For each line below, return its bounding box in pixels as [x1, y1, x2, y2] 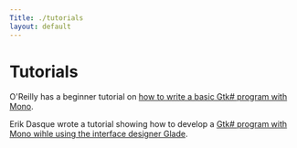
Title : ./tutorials [9, 13, 84, 23]
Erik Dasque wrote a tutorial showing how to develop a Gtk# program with [9, 119, 288, 130]
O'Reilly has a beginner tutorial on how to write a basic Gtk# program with [9, 91, 288, 102]
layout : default [9, 22, 71, 31]
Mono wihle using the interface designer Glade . [9, 129, 188, 140]
